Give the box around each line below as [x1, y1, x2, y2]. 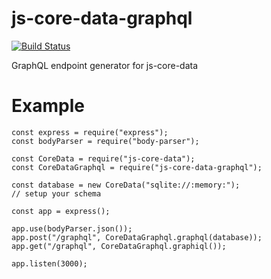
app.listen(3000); [11, 258, 88, 269]
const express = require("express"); [11, 127, 169, 137]
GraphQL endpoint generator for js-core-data [11, 59, 199, 71]
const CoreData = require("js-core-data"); [11, 153, 196, 164]
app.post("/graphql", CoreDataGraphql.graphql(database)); [11, 232, 263, 242]
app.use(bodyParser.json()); [11, 223, 133, 234]
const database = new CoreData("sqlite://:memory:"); [11, 180, 241, 190]
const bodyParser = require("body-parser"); [11, 136, 200, 146]
